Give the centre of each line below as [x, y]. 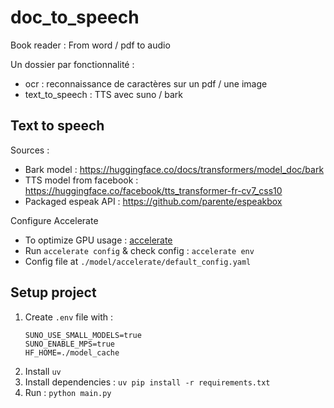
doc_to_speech [75, 17]
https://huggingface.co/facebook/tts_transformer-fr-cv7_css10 [153, 190]
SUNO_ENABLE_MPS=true [69, 344]
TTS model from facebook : [81, 180]
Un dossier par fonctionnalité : [72, 64]
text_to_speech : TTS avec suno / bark [104, 94]
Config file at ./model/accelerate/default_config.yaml [138, 261]
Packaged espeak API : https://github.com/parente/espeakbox [153, 201]
